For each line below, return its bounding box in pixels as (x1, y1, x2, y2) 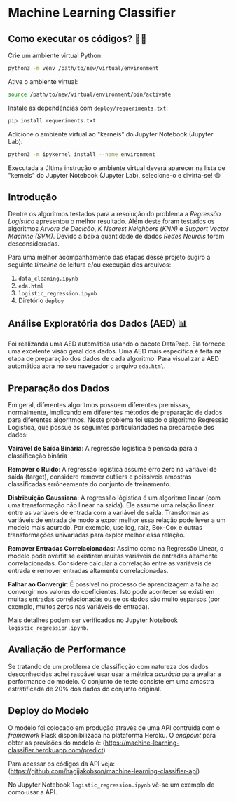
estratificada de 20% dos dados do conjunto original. (8, 684, 162, 693)
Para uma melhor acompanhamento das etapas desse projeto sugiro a (8, 253, 211, 262)
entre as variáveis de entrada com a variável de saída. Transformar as (8, 508, 209, 516)
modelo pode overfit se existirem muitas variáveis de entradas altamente (8, 551, 218, 560)
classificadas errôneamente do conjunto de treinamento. (8, 479, 172, 488)
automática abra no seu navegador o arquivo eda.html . (8, 362, 166, 370)
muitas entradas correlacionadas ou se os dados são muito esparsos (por (8, 595, 221, 603)
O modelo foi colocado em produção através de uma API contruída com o (8, 723, 221, 732)
